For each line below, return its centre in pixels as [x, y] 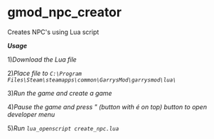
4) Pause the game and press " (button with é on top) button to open [107, 106]
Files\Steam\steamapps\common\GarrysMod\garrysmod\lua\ [92, 80]
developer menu [31, 114]
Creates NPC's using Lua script [53, 32]
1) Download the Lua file [42, 59]
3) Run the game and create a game [60, 93]
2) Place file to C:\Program [44, 73]
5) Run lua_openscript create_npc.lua [63, 128]
